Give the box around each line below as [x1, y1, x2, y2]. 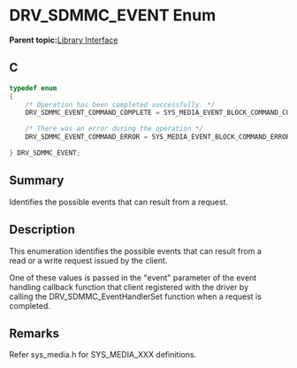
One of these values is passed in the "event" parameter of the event [9, 272, 257, 283]
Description [9, 222, 75, 237]
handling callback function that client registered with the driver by [9, 281, 249, 292]
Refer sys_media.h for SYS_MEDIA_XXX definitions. [9, 349, 197, 360]
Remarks [9, 326, 60, 341]
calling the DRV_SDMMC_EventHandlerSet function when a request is [9, 291, 263, 302]
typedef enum [9, 83, 57, 93]
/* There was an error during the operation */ [25, 125, 203, 134]
